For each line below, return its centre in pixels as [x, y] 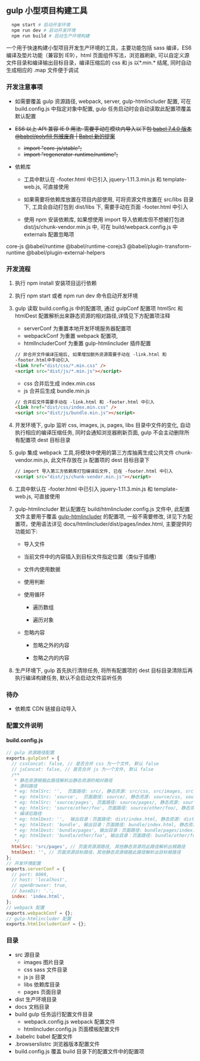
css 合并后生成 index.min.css [59, 383]
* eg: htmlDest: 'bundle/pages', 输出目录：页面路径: [78, 830]
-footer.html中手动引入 [42, 360]
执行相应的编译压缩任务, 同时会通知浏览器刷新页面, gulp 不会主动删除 [99, 432]
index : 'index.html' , [38, 897]
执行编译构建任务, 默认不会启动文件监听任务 [68, 677]
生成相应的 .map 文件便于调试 [43, 70]
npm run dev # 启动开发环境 [43, 30]
